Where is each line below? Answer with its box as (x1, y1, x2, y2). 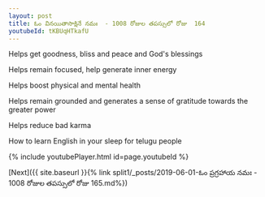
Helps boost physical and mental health (8, 80, 141, 90)
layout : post (8, 11, 53, 20)
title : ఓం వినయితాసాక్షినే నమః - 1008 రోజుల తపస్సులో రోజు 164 (8, 19, 206, 28)
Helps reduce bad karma (8, 121, 92, 131)
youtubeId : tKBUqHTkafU (8, 27, 89, 35)
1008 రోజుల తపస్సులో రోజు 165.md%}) (8, 178, 128, 188)
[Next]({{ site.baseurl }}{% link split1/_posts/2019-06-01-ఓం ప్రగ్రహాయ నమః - (8, 168, 258, 178)
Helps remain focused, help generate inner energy (8, 65, 177, 75)
